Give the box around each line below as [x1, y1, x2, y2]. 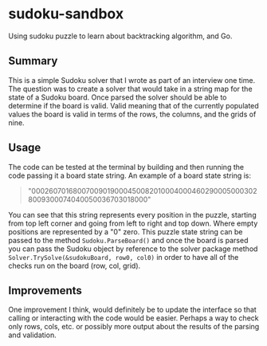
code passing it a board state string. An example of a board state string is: [8, 171, 252, 180]
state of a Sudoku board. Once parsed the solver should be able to [8, 92, 227, 102]
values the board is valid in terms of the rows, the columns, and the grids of [8, 109, 257, 119]
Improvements [8, 284, 82, 297]
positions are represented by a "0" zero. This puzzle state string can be [8, 226, 243, 236]
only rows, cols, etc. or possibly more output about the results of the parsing [8, 322, 260, 332]
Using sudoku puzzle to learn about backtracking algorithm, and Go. [8, 31, 233, 41]
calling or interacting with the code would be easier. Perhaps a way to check [8, 313, 259, 323]
